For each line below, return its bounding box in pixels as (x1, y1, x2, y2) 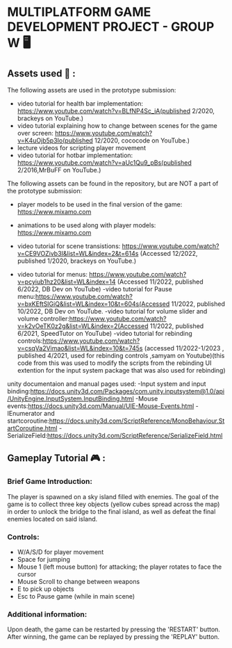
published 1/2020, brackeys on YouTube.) (17, 257, 137, 265)
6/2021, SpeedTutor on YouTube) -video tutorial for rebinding (17, 330, 192, 337)
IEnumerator (7, 410, 43, 417)
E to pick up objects (17, 585, 74, 593)
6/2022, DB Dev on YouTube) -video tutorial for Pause (17, 285, 172, 293)
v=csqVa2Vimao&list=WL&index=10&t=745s (17, 344, 143, 352)
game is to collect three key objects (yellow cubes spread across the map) (7, 500, 220, 508)
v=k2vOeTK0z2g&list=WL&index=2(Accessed (17, 322, 149, 330)
